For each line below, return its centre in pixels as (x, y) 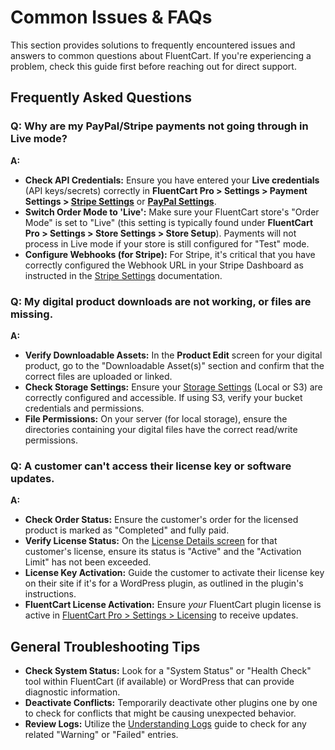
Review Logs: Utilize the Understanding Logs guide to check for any (165, 724)
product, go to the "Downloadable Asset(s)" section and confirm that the (174, 365)
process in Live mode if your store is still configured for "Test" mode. (167, 243)
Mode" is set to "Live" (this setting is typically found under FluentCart (169, 222)
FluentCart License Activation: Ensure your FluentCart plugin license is (173, 605)
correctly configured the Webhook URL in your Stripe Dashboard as (164, 265)
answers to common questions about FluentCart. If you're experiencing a (161, 55)
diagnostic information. (72, 692)
